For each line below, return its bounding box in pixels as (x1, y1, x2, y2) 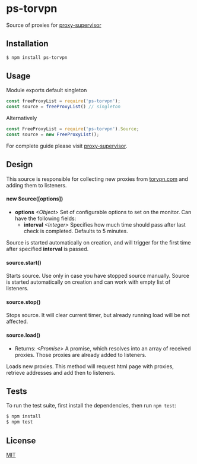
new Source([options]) (6, 195, 63, 202)
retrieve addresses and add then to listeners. (6, 369, 116, 376)
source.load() (6, 331, 40, 338)
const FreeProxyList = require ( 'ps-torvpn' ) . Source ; (6, 126, 139, 132)
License (6, 435, 36, 446)
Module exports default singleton (6, 87, 87, 94)
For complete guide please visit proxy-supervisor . (6, 142, 128, 149)
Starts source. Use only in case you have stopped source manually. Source (6, 272, 190, 280)
